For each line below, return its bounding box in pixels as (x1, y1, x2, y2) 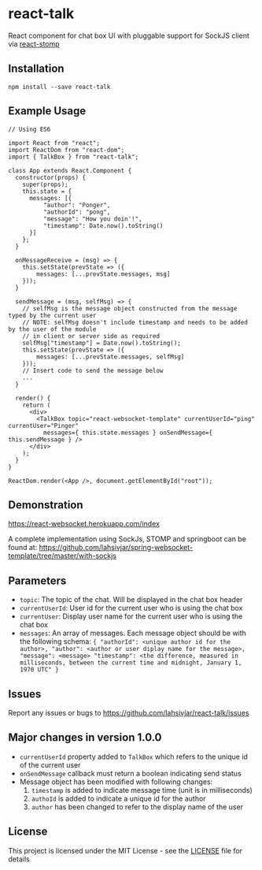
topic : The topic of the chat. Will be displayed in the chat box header (19, 595, 243, 604)
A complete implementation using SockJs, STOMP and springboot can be (8, 534, 246, 544)
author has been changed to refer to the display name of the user (31, 801, 244, 812)
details (8, 854, 30, 864)
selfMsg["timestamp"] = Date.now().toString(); (22, 339, 181, 347)
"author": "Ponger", (42, 201, 111, 209)
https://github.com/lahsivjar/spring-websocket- (39, 543, 193, 552)
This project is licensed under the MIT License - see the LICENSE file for (8, 846, 242, 855)
